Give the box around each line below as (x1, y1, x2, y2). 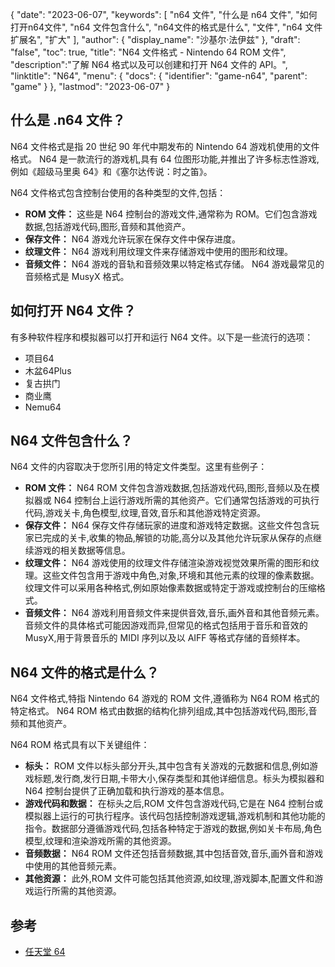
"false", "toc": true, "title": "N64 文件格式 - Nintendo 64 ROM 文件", (10, 46, 287, 58)
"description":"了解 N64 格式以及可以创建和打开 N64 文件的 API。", (10, 59, 288, 70)
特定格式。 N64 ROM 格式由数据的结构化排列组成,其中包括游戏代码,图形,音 (10, 705, 318, 717)
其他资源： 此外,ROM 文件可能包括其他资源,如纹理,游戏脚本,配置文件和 (24, 873, 315, 885)
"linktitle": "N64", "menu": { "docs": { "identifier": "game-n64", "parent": (10, 70, 308, 82)
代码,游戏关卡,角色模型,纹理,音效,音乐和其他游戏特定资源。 (24, 507, 266, 519)
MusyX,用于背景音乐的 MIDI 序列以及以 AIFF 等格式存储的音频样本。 (24, 632, 306, 644)
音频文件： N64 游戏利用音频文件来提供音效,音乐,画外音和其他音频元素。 (24, 607, 325, 619)
